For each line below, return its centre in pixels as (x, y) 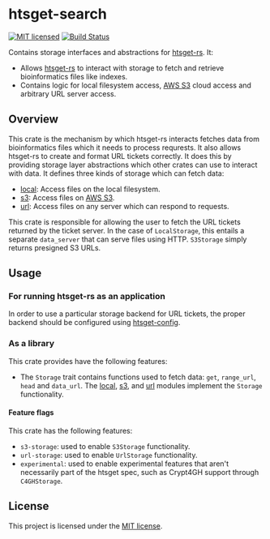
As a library (32, 344)
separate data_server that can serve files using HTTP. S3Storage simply (128, 239)
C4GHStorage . (41, 481)
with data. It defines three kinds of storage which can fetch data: (116, 173)
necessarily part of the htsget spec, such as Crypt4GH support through (139, 472)
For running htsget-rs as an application (87, 297)
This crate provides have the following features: (88, 361)
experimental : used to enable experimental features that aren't (124, 464)
